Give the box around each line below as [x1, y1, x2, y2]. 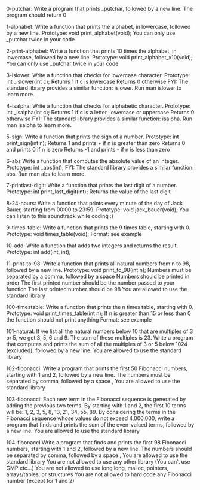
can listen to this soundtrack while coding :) [6, 213, 113, 219]
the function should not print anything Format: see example [6, 316, 152, 323]
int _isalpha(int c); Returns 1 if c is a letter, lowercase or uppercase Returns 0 [6, 109, 195, 116]
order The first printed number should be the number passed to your [6, 279, 175, 286]
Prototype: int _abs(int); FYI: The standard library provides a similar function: [6, 164, 194, 171]
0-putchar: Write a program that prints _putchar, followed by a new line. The [6, 5, 193, 12]
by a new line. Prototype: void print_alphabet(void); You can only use [6, 29, 176, 37]
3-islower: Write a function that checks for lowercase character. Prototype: [6, 72, 190, 78]
